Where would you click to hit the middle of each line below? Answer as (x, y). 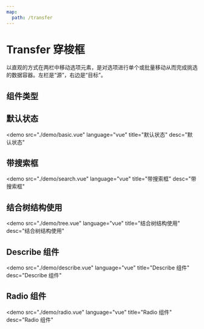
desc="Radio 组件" (30, 319)
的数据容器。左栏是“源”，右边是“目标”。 (56, 75)
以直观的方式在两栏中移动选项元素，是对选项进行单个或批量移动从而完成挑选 (102, 68)
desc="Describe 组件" (34, 275)
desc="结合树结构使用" (36, 231)
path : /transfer (32, 18)
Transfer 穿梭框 (46, 50)
